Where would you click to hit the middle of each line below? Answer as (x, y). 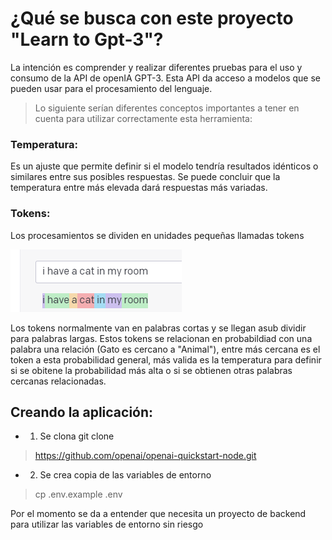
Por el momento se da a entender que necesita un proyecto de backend (158, 514)
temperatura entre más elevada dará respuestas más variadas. (139, 188)
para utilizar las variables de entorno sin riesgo (107, 524)
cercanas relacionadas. (58, 381)
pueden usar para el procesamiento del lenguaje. (111, 88)
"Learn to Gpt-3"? (87, 39)
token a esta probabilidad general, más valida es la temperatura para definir (166, 359)
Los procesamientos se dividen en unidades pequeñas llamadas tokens (157, 235)
